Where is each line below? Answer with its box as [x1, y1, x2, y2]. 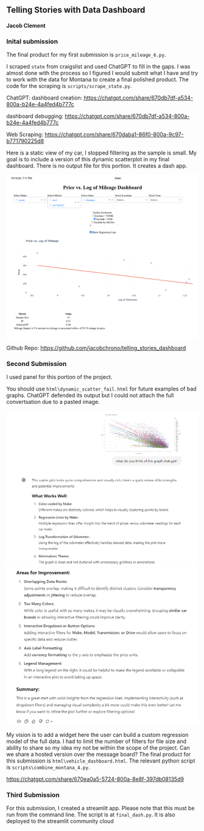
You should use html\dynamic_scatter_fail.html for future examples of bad [6, 385, 197, 393]
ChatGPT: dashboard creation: [6, 94, 83, 101]
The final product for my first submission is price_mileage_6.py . [6, 51, 166, 59]
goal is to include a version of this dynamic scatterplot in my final [6, 156, 169, 163]
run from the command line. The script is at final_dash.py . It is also [6, 811, 175, 818]
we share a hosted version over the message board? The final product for [6, 750, 191, 758]
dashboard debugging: [6, 112, 64, 120]
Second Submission [6, 359, 67, 368]
